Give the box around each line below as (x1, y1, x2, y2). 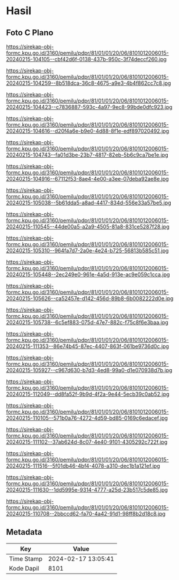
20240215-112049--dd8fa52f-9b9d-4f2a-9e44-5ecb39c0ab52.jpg (6, 390, 170, 397)
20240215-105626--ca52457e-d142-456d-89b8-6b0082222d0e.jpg (6, 295, 174, 301)
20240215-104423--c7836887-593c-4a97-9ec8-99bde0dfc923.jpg (6, 104, 173, 110)
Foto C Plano (6, 28, 54, 38)
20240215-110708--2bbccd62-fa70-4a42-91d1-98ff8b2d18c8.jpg (6, 511, 166, 517)
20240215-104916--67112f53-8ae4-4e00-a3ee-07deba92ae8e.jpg (6, 175, 169, 182)
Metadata (6, 527, 42, 537)
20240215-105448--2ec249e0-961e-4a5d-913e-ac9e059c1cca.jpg (6, 271, 170, 278)
